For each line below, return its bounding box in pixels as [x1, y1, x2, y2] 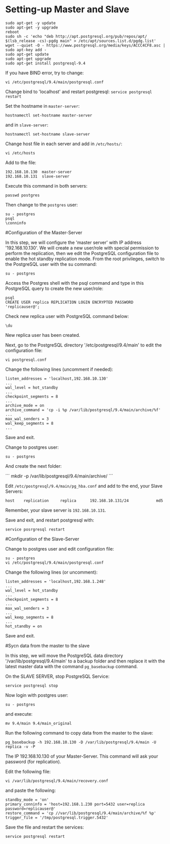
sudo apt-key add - [5, 47, 47, 52]
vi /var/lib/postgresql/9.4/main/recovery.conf [5, 778, 109, 783]
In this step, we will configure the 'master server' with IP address [5, 239, 142, 245]
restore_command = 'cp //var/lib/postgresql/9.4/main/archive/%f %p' [5, 810, 157, 816]
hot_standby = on [5, 624, 42, 629]
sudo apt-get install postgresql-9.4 [5, 60, 86, 66]
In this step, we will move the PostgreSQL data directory [5, 652, 124, 658]
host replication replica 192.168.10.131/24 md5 [5, 498, 163, 503]
